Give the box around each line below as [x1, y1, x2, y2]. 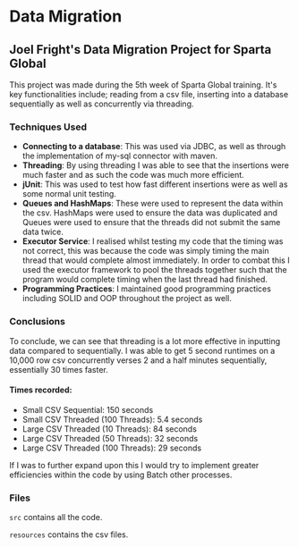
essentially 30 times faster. [9, 364, 109, 374]
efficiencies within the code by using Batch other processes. [9, 469, 233, 480]
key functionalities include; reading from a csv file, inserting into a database [9, 89, 289, 99]
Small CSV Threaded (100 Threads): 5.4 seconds [21, 414, 203, 425]
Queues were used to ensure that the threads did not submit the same [21, 217, 281, 228]
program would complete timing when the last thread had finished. [21, 274, 268, 285]
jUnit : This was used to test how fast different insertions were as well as [21, 179, 288, 189]
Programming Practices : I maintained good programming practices [21, 283, 271, 294]
